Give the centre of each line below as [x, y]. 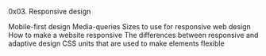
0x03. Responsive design [50, 11]
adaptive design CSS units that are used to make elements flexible [116, 43]
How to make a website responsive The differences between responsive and [133, 35]
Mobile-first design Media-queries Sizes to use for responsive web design [130, 26]
